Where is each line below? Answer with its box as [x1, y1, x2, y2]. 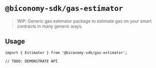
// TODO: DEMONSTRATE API [5, 59, 58, 64]
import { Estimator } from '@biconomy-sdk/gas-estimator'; [5, 50, 128, 55]
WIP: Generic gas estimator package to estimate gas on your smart [17, 18, 152, 24]
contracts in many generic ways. [17, 23, 83, 29]
